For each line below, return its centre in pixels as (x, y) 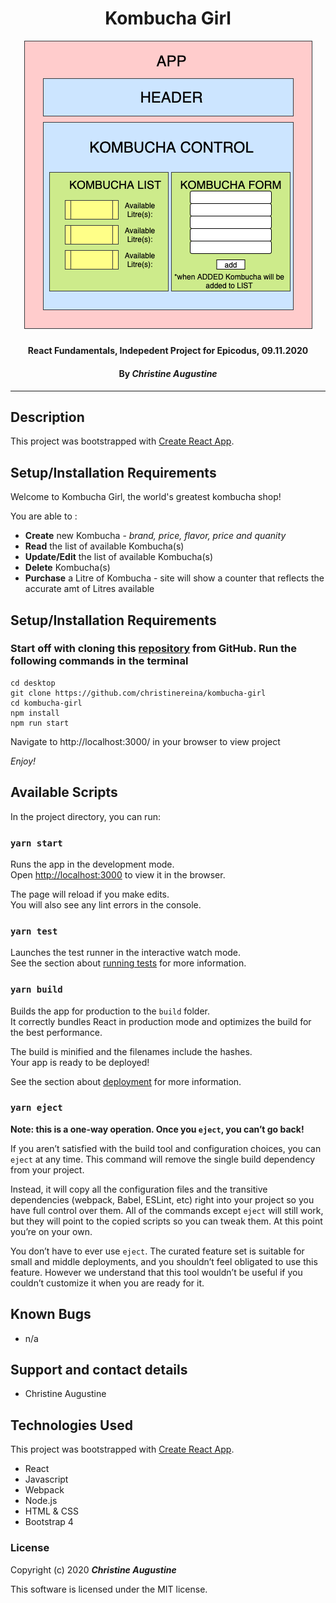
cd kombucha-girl (46, 703)
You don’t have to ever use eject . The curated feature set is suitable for (157, 1251)
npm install (35, 713)
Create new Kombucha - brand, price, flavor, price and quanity (155, 536)
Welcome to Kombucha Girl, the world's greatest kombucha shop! (146, 497)
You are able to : (44, 516)
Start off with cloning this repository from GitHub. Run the (153, 649)
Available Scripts (64, 792)
